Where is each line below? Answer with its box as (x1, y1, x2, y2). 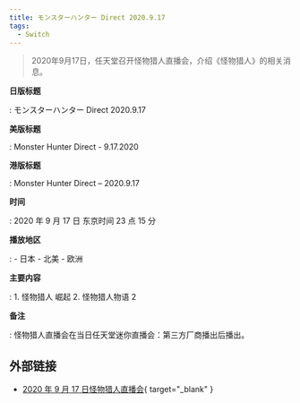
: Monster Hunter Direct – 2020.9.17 (9, 178, 141, 189)
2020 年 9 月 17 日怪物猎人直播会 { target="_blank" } (21, 384, 214, 395)
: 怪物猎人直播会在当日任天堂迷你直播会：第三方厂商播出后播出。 (9, 330, 249, 340)
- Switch (17, 30, 50, 39)
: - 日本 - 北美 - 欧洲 (9, 253, 83, 264)
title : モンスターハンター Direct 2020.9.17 (9, 13, 166, 22)
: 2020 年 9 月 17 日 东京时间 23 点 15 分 (9, 216, 157, 227)
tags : (9, 21, 30, 30)
